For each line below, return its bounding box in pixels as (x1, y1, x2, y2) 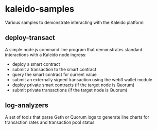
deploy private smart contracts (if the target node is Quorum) (12, 82, 135, 88)
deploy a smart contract (12, 61, 60, 67)
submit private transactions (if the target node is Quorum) (12, 87, 128, 93)
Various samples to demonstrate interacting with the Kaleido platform (5, 19, 144, 25)
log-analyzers (5, 101, 49, 110)
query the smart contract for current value (12, 72, 97, 77)
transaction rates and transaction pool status (5, 119, 95, 125)
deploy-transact (5, 34, 55, 42)
